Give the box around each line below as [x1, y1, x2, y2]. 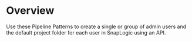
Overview [6, 4, 55, 17]
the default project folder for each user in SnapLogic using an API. [6, 29, 166, 36]
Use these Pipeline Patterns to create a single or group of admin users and [6, 23, 187, 30]
